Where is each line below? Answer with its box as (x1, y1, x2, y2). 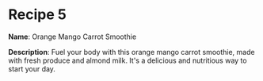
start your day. (8, 64, 55, 73)
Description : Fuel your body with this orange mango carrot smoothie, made (8, 47, 255, 56)
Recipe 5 (8, 6, 67, 24)
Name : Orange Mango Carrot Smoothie (8, 32, 137, 41)
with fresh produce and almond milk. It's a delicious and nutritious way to (8, 56, 247, 65)
